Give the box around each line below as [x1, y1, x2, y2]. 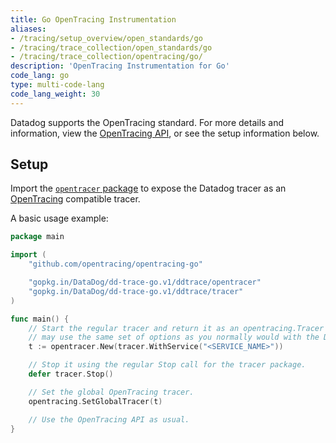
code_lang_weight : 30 [10, 89, 101, 99]
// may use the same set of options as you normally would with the [28, 332, 320, 343]
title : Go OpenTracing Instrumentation [10, 14, 177, 25]
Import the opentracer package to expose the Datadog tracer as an [10, 182, 287, 195]
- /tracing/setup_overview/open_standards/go [10, 33, 203, 43]
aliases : [10, 24, 47, 34]
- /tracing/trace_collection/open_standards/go [10, 42, 213, 53]
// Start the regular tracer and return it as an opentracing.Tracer [28, 323, 325, 333]
